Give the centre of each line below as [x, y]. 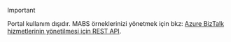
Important [21, 10]
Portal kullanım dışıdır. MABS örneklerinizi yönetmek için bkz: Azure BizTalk [116, 23]
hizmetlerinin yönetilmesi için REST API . [64, 31]
